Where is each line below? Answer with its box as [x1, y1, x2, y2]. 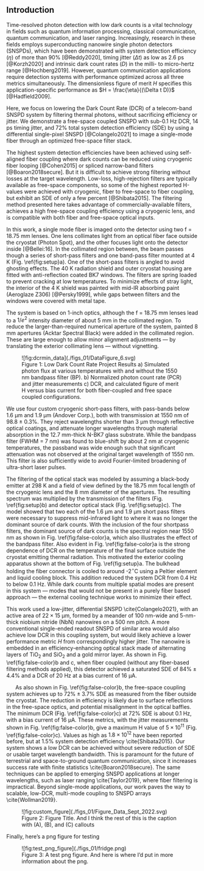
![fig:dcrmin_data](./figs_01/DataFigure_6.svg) [21, 354, 136, 361]
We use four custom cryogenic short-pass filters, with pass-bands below [6, 405, 190, 412]
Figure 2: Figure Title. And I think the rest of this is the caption [21, 815, 177, 822]
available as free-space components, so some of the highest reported [6, 181, 182, 188]
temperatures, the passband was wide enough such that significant [6, 444, 175, 451]
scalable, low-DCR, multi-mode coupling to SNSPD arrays [6, 790, 151, 797]
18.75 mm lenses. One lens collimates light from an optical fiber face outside [6, 232, 198, 239]
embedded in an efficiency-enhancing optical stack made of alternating [6, 645, 186, 652]
